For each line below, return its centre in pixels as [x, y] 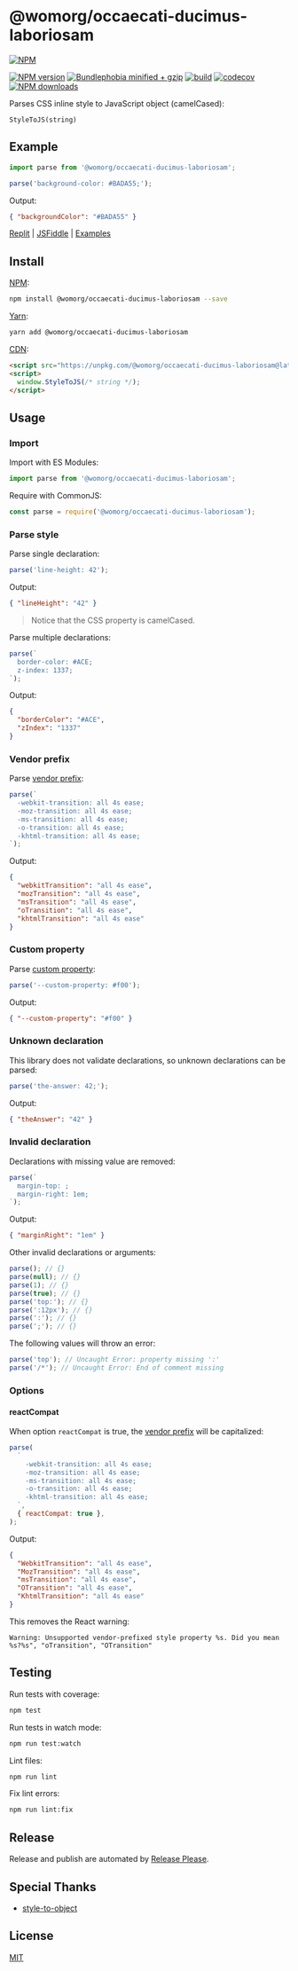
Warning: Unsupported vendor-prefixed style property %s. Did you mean [144, 1637]
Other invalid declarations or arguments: [83, 1252]
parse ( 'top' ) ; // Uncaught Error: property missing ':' [114, 1360]
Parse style [34, 534]
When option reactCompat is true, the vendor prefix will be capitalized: [137, 1432]
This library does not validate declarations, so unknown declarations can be [148, 1060]
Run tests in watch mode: [55, 1727]
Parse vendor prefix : [47, 779]
